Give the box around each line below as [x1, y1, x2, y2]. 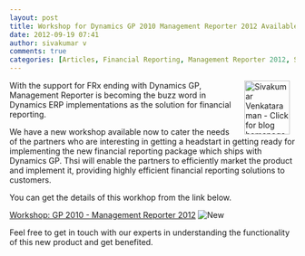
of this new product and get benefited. [9, 237, 153, 247]
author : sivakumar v [9, 38, 88, 48]
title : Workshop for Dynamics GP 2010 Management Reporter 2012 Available [9, 22, 299, 31]
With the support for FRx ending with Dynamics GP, [9, 81, 202, 90]
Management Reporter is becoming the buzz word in [9, 90, 207, 100]
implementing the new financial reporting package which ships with [9, 146, 262, 156]
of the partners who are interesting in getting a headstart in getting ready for [9, 137, 296, 147]
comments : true [9, 47, 67, 56]
